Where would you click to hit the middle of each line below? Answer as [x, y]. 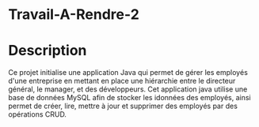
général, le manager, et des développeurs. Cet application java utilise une [128, 89]
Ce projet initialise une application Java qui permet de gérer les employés [128, 73]
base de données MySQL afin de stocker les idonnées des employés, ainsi [129, 98]
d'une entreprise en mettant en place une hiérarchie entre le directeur [122, 81]
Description [48, 51]
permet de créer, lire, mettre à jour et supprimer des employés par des [123, 106]
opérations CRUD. [38, 114]
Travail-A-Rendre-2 [74, 15]
